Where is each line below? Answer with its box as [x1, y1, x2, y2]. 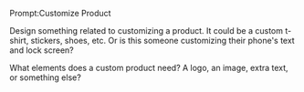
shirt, [9, 36, 29, 46]
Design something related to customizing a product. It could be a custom [9, 26, 284, 36]
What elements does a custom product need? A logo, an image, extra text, [9, 63, 289, 73]
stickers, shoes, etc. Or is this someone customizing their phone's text [30, 36, 295, 46]
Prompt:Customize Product [9, 8, 111, 18]
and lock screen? [9, 45, 75, 56]
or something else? [9, 72, 82, 83]
